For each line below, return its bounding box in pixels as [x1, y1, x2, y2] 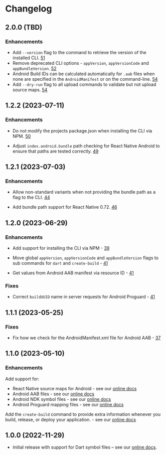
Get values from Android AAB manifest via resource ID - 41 [12, 269, 134, 276]
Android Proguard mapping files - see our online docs [12, 401, 124, 407]
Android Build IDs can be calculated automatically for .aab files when [12, 71, 155, 77]
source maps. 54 [12, 86, 48, 93]
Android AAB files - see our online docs [12, 391, 94, 397]
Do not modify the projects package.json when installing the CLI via [12, 127, 152, 133]
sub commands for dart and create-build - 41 [12, 260, 108, 266]
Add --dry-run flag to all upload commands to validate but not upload [12, 81, 156, 87]
